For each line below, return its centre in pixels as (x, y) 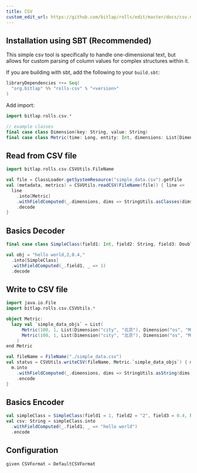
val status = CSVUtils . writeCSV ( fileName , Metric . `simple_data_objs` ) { (97, 362)
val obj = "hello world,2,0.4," (45, 255)
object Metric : (25, 319)
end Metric (19, 346)
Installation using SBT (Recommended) (79, 41)
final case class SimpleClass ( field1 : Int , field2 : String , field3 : (91, 244)
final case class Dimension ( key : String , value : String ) (77, 132)
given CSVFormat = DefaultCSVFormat (51, 464)
